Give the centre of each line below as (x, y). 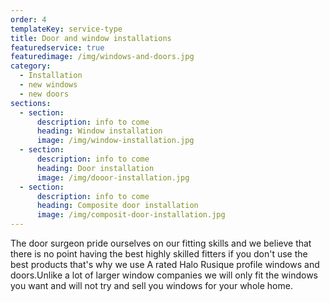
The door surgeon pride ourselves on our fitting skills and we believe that (161, 243)
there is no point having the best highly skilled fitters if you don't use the (159, 254)
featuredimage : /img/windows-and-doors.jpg (102, 57)
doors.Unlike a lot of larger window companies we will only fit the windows (164, 275)
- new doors (44, 94)
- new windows (48, 85)
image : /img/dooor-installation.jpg (113, 177)
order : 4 (28, 19)
